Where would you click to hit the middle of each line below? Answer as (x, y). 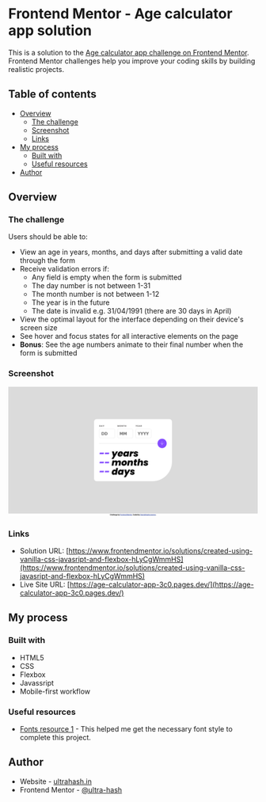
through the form (47, 260)
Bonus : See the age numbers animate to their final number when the (131, 344)
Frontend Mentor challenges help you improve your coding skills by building (132, 61)
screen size (38, 328)
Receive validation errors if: (64, 269)
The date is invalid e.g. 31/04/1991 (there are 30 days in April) (131, 311)
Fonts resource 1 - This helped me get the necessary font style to (126, 728)
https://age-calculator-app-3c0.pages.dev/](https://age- (162, 584)
